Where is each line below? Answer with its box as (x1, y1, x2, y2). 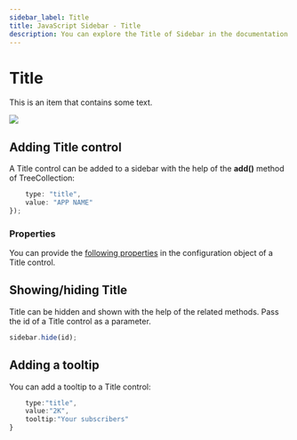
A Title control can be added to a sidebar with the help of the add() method (9, 164, 285, 174)
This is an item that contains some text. (9, 97, 153, 108)
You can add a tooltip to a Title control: (9, 381, 151, 392)
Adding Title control (9, 140, 122, 155)
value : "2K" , (25, 406, 69, 416)
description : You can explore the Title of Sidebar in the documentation (9, 29, 289, 38)
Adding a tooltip (9, 357, 100, 373)
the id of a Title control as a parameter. (9, 316, 151, 326)
